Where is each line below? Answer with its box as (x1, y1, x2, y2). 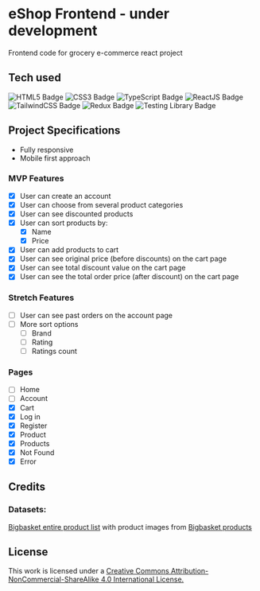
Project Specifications (8, 124, 121, 138)
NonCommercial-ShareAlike (8, 574, 99, 585)
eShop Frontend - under (8, 5, 169, 23)
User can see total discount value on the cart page (19, 263, 186, 273)
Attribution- (170, 566, 209, 576)
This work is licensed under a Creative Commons (8, 566, 169, 576)
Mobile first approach (19, 153, 91, 163)
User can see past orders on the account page (19, 310, 173, 320)
